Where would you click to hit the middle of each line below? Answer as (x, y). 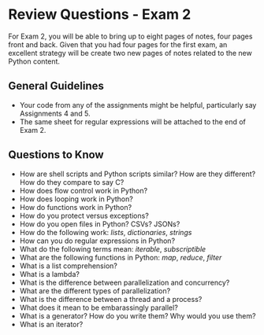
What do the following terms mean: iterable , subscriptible (113, 248)
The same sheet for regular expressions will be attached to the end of (133, 121)
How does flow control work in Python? (84, 190)
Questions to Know (56, 155)
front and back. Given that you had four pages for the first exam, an (118, 44)
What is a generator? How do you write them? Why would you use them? (138, 315)
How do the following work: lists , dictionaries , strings (106, 232)
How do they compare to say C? (72, 182)
